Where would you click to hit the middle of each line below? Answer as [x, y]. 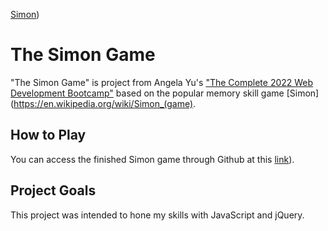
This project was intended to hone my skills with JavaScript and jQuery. [157, 215]
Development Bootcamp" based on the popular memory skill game [147, 93]
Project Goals [53, 190]
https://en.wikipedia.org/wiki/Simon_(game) [103, 103]
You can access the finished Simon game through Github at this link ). [152, 159]
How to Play [48, 135]
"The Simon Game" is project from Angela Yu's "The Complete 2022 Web [162, 82]
